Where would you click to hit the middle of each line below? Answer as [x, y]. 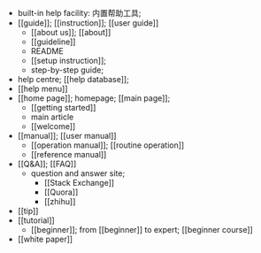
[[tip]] [28, 211]
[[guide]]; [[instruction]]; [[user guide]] [88, 23]
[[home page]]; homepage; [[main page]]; [94, 98]
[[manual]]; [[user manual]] [67, 136]
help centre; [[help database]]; [73, 79]
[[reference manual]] [69, 154]
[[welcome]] [53, 126]
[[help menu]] [42, 88]
